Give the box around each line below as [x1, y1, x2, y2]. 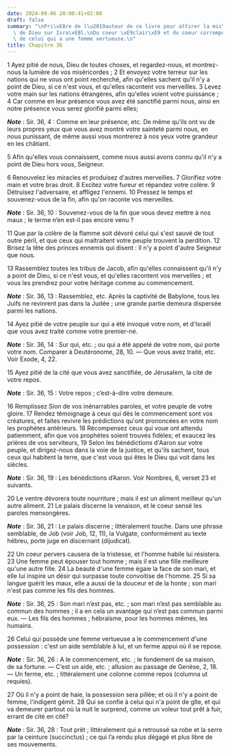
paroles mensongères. [7, 509, 71, 517]
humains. [7, 622, 33, 629]
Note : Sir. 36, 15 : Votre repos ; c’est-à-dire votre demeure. [7, 389, 175, 397]
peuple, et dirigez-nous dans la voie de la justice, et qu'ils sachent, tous [7, 446, 210, 454]
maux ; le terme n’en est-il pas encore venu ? [7, 216, 134, 223]
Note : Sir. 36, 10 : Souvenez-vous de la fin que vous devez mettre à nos [7, 208, 211, 217]
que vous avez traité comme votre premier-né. [7, 327, 138, 335]
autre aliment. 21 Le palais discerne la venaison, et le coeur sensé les [7, 502, 202, 509]
